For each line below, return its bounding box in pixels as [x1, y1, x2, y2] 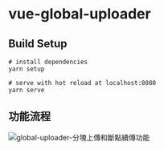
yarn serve [8, 86, 45, 94]
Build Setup [8, 37, 68, 51]
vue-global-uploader [8, 5, 151, 23]
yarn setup [8, 65, 45, 73]
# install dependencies [8, 58, 88, 66]
